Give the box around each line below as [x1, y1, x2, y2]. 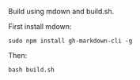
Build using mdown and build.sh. [8, 7, 115, 16]
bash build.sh [8, 66, 55, 74]
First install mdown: [8, 22, 72, 31]
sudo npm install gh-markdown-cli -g [8, 37, 133, 45]
